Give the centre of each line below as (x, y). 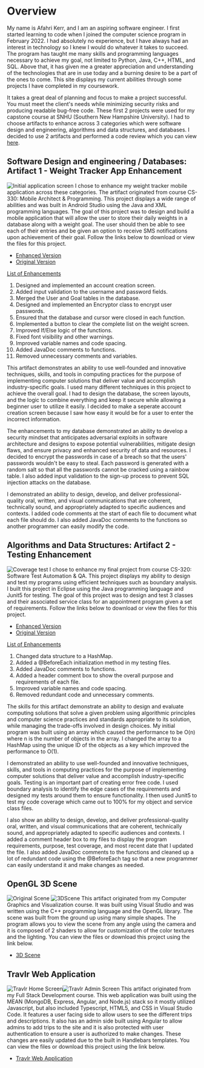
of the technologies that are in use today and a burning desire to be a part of (102, 73)
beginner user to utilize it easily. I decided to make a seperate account (94, 406)
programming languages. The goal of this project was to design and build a (100, 211)
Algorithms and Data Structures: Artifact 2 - (91, 545)
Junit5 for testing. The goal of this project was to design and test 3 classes (100, 595)
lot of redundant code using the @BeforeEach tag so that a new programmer (102, 859)
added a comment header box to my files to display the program (87, 839)
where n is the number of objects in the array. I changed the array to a (94, 738)
